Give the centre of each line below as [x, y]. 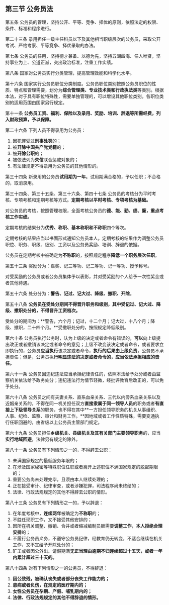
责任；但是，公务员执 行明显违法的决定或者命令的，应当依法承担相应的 [82, 357]
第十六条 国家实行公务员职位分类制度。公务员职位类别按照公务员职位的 [78, 83]
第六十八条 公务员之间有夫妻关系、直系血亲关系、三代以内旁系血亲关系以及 [83, 397]
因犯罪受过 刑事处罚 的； [37, 141]
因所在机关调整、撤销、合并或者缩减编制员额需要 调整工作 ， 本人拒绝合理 [87, 526]
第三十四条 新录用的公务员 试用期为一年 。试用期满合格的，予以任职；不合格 [83, 176]
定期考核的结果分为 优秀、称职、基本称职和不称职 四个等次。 [67, 227]
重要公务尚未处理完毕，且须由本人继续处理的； [61, 479]
